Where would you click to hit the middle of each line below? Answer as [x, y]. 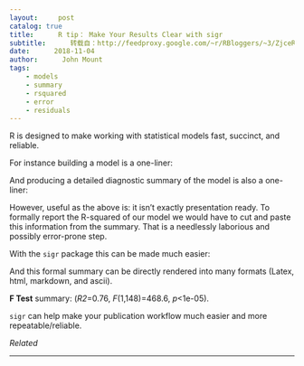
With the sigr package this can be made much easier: [110, 254]
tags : [19, 69]
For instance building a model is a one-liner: [91, 163]
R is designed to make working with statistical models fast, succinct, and [145, 136]
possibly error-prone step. [58, 237]
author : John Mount [56, 60]
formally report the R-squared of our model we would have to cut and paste [150, 217]
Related [24, 343]
